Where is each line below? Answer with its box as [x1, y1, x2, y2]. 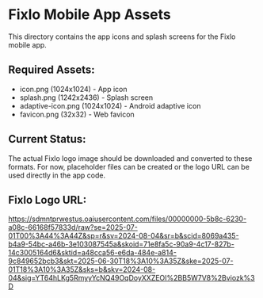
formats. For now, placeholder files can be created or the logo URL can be [8, 162, 250, 171]
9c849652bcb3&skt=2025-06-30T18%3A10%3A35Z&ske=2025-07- [8, 256, 234, 266]
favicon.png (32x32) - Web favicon [19, 109, 135, 119]
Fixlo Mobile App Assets [8, 6, 172, 24]
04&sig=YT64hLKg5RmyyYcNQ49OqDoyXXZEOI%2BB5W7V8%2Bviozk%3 [8, 273, 255, 283]
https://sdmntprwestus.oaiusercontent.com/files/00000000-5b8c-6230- [8, 214, 247, 223]
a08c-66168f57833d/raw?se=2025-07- [8, 223, 139, 232]
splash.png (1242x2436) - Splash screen [19, 93, 153, 102]
